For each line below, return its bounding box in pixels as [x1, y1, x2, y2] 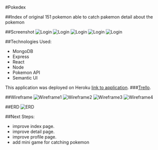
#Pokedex [5, 4, 26, 10]
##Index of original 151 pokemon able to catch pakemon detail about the [5, 14, 153, 19]
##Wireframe [5, 94, 32, 100]
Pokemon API [12, 69, 40, 75]
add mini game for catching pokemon [12, 139, 90, 145]
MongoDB [12, 48, 33, 54]
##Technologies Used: [5, 38, 52, 44]
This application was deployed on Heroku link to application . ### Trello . [5, 84, 151, 90]
